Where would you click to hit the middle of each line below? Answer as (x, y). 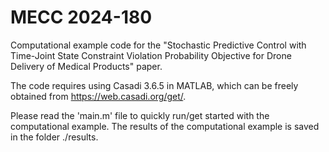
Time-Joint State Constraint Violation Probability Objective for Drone (151, 55)
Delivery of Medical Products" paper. (86, 66)
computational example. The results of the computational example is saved (165, 126)
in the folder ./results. (54, 137)
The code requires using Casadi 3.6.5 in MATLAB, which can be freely (154, 85)
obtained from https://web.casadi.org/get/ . (98, 96)
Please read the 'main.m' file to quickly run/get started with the (140, 115)
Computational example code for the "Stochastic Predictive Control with (158, 45)
